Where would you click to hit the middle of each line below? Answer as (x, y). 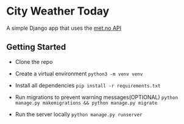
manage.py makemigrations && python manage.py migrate (86, 103)
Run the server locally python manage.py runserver (79, 114)
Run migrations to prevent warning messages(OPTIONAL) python (97, 97)
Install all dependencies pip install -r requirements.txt (88, 85)
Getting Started (36, 47)
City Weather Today (58, 11)
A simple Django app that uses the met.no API (64, 28)
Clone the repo (34, 61)
